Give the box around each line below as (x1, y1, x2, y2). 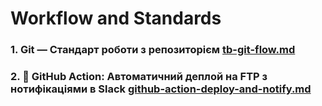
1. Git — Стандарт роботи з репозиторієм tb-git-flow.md (10, 43, 296, 57)
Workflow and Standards (10, 7, 222, 30)
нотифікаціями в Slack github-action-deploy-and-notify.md (10, 82, 312, 96)
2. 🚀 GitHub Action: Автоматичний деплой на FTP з (10, 70, 268, 84)
